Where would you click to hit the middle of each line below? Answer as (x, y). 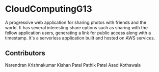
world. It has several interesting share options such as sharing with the (77, 27)
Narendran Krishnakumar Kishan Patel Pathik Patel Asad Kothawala (73, 65)
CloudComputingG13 (49, 9)
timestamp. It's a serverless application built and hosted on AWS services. (80, 38)
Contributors (25, 53)
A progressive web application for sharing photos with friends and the (76, 22)
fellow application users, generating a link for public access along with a (78, 33)
